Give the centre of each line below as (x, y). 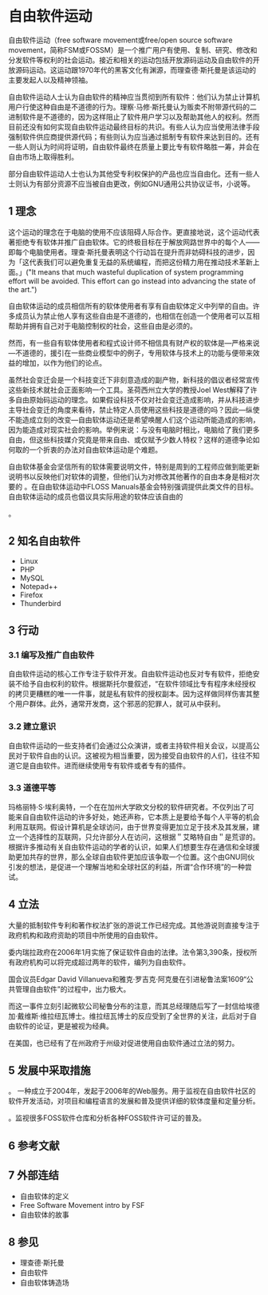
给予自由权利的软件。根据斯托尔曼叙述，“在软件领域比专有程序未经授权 (139, 684)
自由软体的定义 (44, 1196)
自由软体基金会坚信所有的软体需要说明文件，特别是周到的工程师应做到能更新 (134, 466)
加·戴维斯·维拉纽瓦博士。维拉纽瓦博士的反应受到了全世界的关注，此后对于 (129, 1016)
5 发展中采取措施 (50, 1071)
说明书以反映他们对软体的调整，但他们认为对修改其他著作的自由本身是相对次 (134, 477)
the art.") (23, 289)
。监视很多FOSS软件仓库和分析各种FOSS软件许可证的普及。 (107, 1118)
